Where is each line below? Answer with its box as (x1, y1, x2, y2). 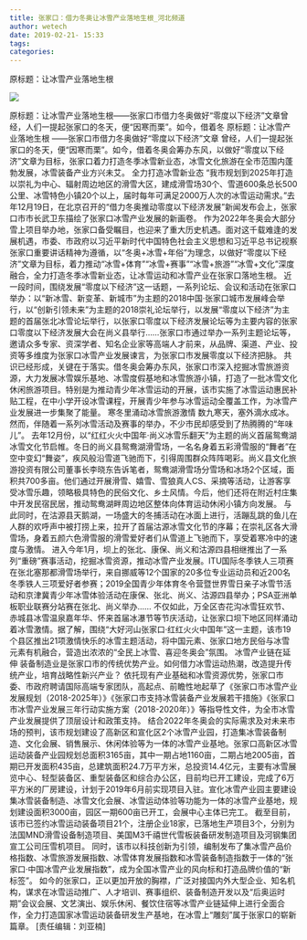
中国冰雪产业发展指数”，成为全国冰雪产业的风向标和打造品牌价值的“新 (27, 864, 291, 875)
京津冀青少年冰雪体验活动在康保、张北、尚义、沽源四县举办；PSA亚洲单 (25, 590, 298, 601)
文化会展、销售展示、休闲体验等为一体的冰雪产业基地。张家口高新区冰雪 (25, 738, 298, 749)
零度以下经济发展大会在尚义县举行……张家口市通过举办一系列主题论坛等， (16, 327, 296, 338)
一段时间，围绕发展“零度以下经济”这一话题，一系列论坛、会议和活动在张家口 (9, 281, 297, 292)
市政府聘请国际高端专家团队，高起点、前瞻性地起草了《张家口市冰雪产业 (25, 681, 298, 692)
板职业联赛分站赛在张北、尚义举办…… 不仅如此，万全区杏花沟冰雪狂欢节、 (9, 601, 291, 612)
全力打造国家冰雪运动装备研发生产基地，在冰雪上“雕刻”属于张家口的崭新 (25, 910, 297, 921)
